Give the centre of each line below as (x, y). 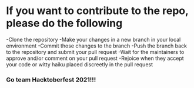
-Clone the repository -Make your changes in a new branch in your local (93, 39)
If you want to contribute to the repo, (97, 11)
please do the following (64, 23)
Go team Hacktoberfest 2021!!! (51, 79)
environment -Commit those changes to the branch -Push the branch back (96, 46)
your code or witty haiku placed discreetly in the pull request (80, 64)
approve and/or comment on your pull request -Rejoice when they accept (95, 58)
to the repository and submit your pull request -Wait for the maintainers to (95, 52)
